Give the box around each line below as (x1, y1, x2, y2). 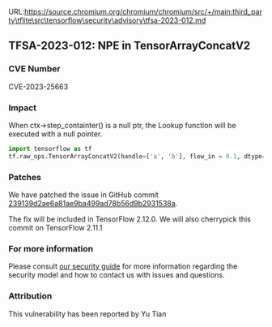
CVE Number (8, 63, 61, 75)
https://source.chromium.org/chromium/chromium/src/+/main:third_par (23, 7, 263, 16)
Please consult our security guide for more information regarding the (8, 261, 238, 271)
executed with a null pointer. (8, 129, 103, 139)
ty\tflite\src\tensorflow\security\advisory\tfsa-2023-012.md (8, 15, 206, 25)
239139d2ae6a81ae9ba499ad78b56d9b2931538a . (8, 199, 178, 209)
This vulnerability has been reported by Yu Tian (8, 308, 167, 319)
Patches (8, 171, 42, 183)
